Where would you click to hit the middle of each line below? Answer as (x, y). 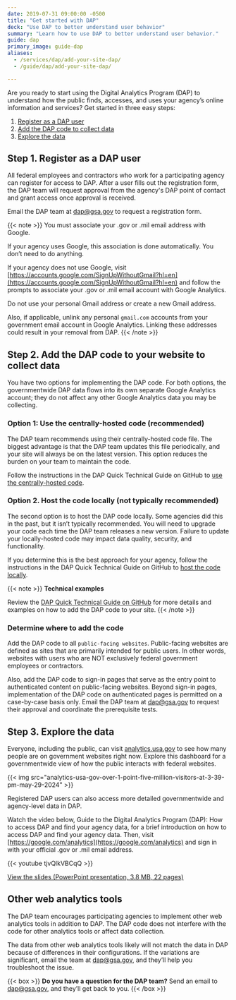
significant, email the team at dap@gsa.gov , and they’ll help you (100, 960)
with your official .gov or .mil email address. (70, 849)
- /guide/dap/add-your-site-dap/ (63, 66)
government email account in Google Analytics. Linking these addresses (112, 325)
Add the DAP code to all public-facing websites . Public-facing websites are (118, 644)
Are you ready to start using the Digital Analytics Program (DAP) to (104, 92)
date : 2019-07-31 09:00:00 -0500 (56, 14)
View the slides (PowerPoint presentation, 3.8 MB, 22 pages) (95, 876)
